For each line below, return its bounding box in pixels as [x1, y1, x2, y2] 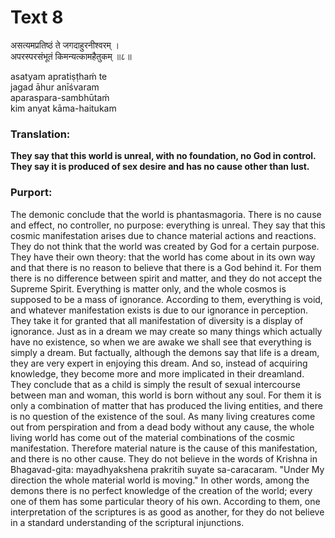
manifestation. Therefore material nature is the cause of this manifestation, [10, 442, 318, 454]
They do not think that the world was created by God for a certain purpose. [10, 240, 320, 252]
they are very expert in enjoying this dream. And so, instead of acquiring [10, 357, 308, 369]
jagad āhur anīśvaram [10, 81, 100, 93]
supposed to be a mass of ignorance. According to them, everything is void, [10, 293, 323, 305]
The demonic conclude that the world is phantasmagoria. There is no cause [10, 208, 322, 220]
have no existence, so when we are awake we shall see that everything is [10, 336, 312, 348]
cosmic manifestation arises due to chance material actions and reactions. [10, 229, 317, 241]
